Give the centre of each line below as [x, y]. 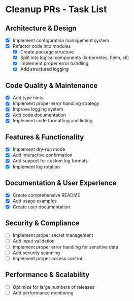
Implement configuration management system [61, 40]
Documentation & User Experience [61, 183]
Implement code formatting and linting [53, 121]
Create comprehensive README [46, 195]
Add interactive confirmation [42, 155]
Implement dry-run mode [39, 149]
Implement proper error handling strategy [56, 103]
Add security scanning [36, 253]
